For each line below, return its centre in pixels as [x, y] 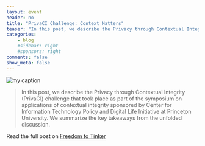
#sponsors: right [39, 52]
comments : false [27, 57]
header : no [20, 18]
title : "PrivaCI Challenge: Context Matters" [65, 23]
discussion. [36, 124]
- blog [26, 40]
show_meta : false [28, 63]
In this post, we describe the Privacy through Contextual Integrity [103, 92]
